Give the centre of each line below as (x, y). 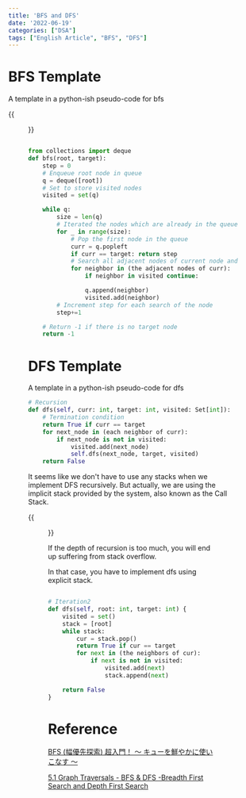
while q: (57, 210)
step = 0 (57, 166)
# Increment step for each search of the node (135, 305)
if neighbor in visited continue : (142, 276)
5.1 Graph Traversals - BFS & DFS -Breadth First (126, 777)
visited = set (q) (71, 195)
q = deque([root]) (73, 180)
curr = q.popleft (99, 247)
